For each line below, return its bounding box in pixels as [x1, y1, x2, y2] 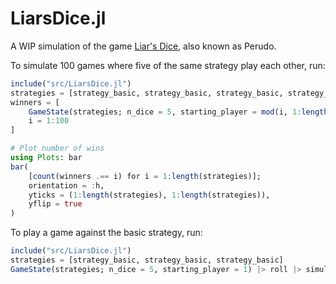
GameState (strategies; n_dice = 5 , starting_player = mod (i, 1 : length [28, 107, 329, 117]
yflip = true [28, 199, 83, 209]
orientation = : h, [28, 180, 105, 191]
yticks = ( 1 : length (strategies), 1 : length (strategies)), [28, 190, 271, 200]
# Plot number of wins [10, 143, 105, 154]
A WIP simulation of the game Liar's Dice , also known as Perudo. [10, 40, 277, 52]
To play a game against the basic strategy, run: [10, 227, 203, 239]
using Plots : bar [10, 153, 83, 163]
